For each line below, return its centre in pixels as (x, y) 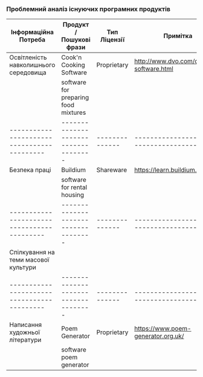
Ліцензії (112, 40)
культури (23, 268)
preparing (75, 97)
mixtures (74, 112)
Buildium (74, 170)
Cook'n (72, 57)
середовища (28, 72)
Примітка (178, 36)
